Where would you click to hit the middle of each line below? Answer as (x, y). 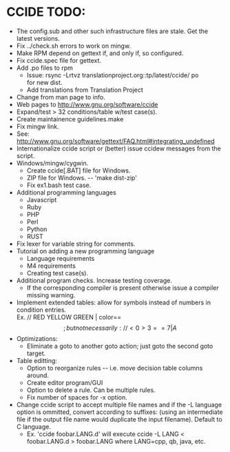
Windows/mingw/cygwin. (52, 163)
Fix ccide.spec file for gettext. (59, 60)
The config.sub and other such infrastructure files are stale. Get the (112, 31)
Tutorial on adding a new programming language (85, 251)
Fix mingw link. (38, 126)
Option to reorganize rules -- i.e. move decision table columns (115, 368)
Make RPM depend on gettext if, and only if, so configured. (100, 53)
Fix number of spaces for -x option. (77, 397)
